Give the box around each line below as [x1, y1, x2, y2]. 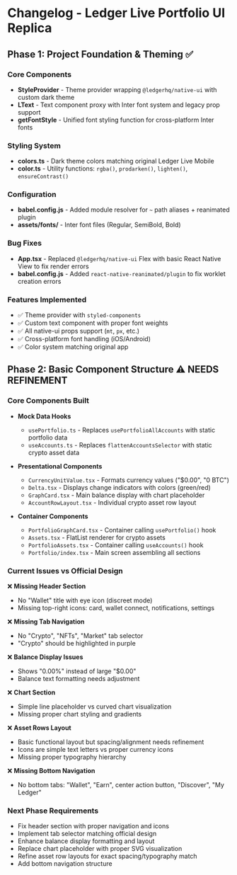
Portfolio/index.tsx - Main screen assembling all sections [28, 548, 201, 556]
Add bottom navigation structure [17, 859, 112, 868]
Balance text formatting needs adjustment [17, 675, 140, 683]
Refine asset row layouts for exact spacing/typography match [17, 852, 197, 861]
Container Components [17, 512, 88, 520]
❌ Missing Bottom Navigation [7, 767, 96, 775]
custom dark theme [17, 93, 75, 101]
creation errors [17, 277, 62, 285]
